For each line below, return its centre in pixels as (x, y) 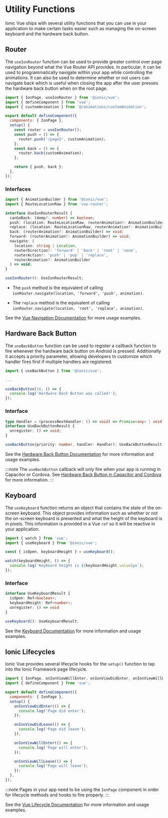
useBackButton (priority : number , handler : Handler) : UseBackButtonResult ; (85, 445)
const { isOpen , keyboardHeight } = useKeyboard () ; (60, 552)
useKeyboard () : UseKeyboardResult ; (42, 621)
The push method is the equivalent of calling (58, 288)
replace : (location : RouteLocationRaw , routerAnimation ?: (71, 227)
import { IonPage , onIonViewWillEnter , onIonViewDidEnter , (68, 679)
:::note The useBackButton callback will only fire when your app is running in (83, 469)
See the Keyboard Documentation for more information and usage (73, 631)
